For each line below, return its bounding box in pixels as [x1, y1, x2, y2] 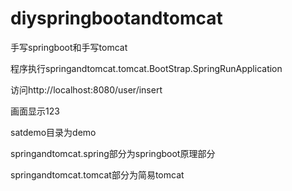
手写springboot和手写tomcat [10, 41, 128, 53]
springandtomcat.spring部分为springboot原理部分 [10, 147, 216, 159]
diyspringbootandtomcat [10, 7, 223, 30]
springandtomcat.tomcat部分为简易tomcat [10, 168, 185, 181]
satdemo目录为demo [10, 126, 97, 138]
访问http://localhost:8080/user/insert [10, 83, 163, 96]
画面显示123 [10, 105, 60, 117]
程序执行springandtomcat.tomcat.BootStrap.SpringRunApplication [10, 62, 283, 74]
